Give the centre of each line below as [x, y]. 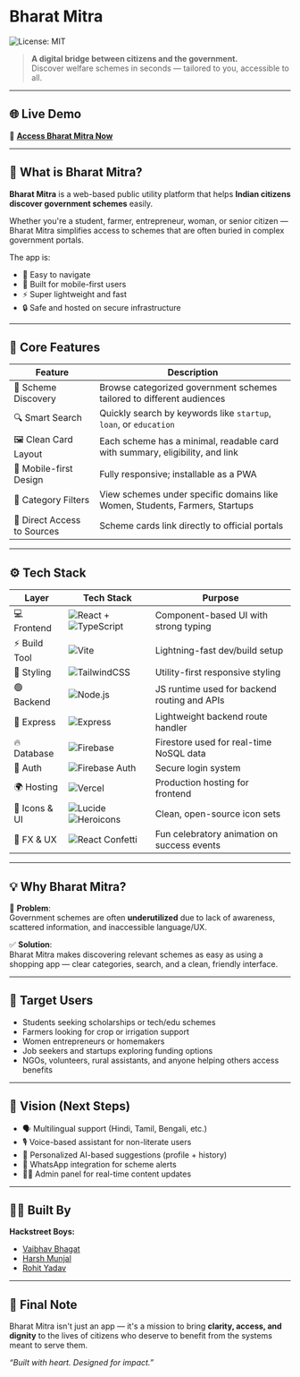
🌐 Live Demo [46, 114]
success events [188, 845]
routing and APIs [190, 700]
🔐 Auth [28, 768]
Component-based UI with [211, 615]
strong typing [183, 626]
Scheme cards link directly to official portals [192, 526]
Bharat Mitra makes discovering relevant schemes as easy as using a [136, 954]
